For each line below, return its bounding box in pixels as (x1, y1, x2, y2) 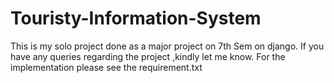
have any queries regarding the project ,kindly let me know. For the (10, 50, 286, 62)
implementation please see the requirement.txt (10, 61, 203, 73)
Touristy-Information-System (10, 7, 262, 30)
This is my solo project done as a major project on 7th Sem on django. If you (10, 40, 325, 52)
